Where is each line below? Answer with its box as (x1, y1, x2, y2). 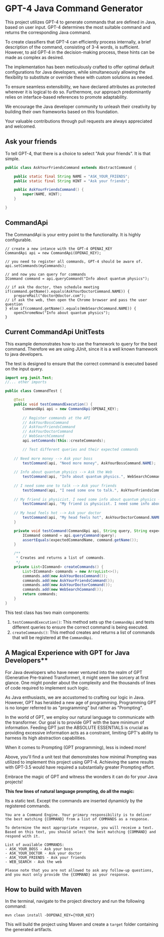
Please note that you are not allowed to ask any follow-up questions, (5, 868, 154, 873)
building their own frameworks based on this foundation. (5, 108, 119, 115)
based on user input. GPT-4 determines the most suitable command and (5, 24, 150, 30)
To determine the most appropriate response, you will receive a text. (5, 825, 154, 830)
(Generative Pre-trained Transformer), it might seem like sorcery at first (5, 674, 149, 680)
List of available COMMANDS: (5, 842, 64, 847)
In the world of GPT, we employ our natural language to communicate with (5, 714, 155, 720)
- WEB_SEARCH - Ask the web (5, 859, 62, 864)
